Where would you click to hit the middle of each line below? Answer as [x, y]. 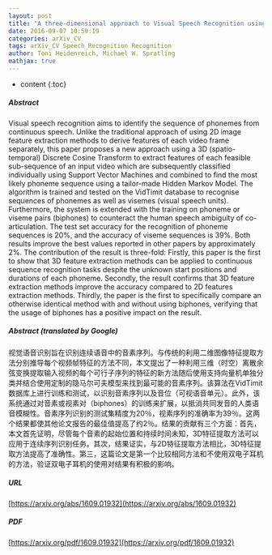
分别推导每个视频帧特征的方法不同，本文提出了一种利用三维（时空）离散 [136, 362]
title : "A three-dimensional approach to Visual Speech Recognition [126, 23]
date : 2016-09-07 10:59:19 [54, 31]
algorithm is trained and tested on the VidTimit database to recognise [124, 192]
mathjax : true [32, 62]
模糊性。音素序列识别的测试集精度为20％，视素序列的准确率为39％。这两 [138, 413]
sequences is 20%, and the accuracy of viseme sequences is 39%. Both [130, 235]
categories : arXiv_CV [45, 38]
